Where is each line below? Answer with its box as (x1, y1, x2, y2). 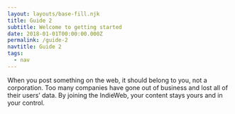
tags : (7, 50, 23, 57)
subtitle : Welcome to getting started (7, 23, 122, 30)
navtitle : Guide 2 (7, 43, 62, 50)
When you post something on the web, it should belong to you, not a (7, 76, 207, 84)
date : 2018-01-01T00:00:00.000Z (7, 30, 103, 38)
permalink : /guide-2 (7, 37, 69, 44)
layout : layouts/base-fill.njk (7, 10, 100, 18)
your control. (7, 98, 45, 107)
